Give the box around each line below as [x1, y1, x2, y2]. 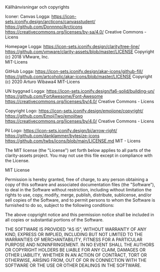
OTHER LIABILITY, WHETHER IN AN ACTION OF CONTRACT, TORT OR [5, 252, 147, 258]
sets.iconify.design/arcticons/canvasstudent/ [5, 19, 96, 24]
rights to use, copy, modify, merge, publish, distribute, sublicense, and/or [5, 192, 152, 198]
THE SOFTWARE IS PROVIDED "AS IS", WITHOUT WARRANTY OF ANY [5, 226, 147, 232]
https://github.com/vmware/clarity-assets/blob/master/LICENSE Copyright [5, 49, 155, 54]
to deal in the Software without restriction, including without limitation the [5, 187, 152, 192]
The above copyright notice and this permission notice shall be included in [5, 212, 154, 218]
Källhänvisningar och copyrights [5, 4, 70, 10]
